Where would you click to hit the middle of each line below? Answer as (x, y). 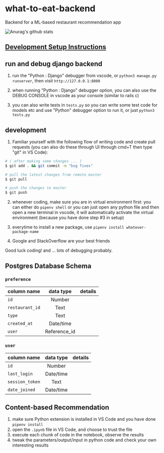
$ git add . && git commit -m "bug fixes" (49, 166)
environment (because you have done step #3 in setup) (68, 218)
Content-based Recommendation (57, 407)
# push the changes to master (36, 188)
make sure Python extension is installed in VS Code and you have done (84, 419)
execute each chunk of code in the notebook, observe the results (78, 435)
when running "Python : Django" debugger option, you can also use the (84, 90)
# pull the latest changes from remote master (53, 175)
